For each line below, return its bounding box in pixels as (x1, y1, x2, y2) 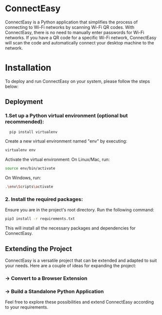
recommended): (5, 118, 44, 125)
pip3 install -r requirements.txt (5, 216, 75, 221)
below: (5, 84, 18, 89)
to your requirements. (5, 304, 49, 310)
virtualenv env (5, 147, 36, 153)
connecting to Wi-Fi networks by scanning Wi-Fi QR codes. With (5, 24, 135, 30)
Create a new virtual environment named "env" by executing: (5, 138, 127, 144)
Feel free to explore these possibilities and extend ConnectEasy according (5, 299, 154, 305)
